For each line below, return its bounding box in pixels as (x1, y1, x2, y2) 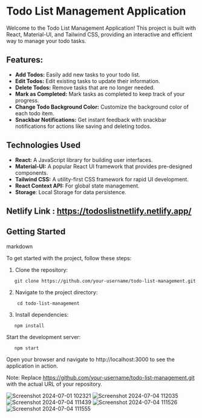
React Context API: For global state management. (15, 182, 140, 189)
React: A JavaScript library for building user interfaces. (15, 156, 153, 163)
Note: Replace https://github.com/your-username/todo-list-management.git (6, 374, 195, 381)
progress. (15, 96, 39, 104)
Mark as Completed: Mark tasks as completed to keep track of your (15, 90, 186, 98)
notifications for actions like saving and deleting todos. (15, 123, 152, 130)
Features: (6, 55, 44, 65)
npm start (14, 345, 39, 351)
